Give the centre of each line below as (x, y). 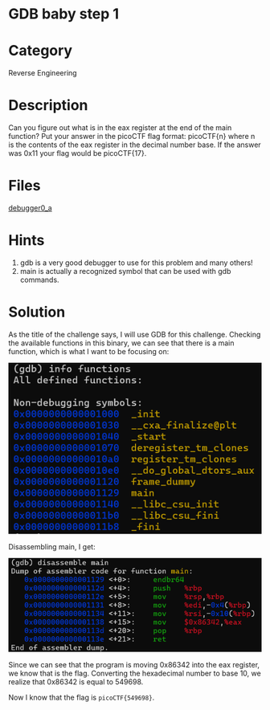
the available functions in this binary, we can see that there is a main (121, 343)
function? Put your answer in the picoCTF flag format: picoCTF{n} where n (132, 137)
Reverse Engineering (43, 73)
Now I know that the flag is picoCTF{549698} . (82, 697)
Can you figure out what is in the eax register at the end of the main (120, 128)
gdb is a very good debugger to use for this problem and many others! (136, 263)
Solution (37, 312)
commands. (39, 280)
